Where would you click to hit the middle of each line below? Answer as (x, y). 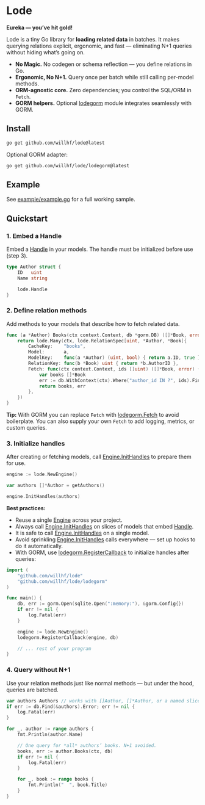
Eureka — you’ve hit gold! (40, 27)
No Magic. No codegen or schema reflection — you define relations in (103, 64)
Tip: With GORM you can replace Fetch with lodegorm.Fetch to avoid (93, 415)
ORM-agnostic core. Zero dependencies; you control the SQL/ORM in (103, 90)
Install (18, 129)
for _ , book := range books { (56, 779)
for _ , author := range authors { (50, 729)
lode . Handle (32, 289)
